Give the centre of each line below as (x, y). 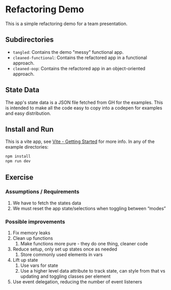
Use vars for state (39, 265)
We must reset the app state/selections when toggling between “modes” (89, 208)
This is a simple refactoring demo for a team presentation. (67, 24)
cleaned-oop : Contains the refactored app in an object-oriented (79, 68)
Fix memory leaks (31, 233)
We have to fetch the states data (47, 203)
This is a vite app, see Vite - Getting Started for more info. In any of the (80, 141)
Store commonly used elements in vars (61, 255)
